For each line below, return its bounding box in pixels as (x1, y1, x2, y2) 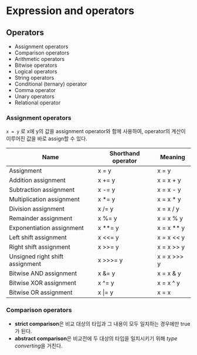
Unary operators (14, 93, 55, 100)
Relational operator (14, 99, 61, 106)
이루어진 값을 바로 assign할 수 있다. (6, 135, 88, 142)
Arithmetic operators (14, 56, 65, 62)
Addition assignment (9, 176, 66, 184)
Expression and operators (6, 4, 135, 18)
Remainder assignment (9, 214, 73, 222)
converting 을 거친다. (14, 342, 63, 349)
